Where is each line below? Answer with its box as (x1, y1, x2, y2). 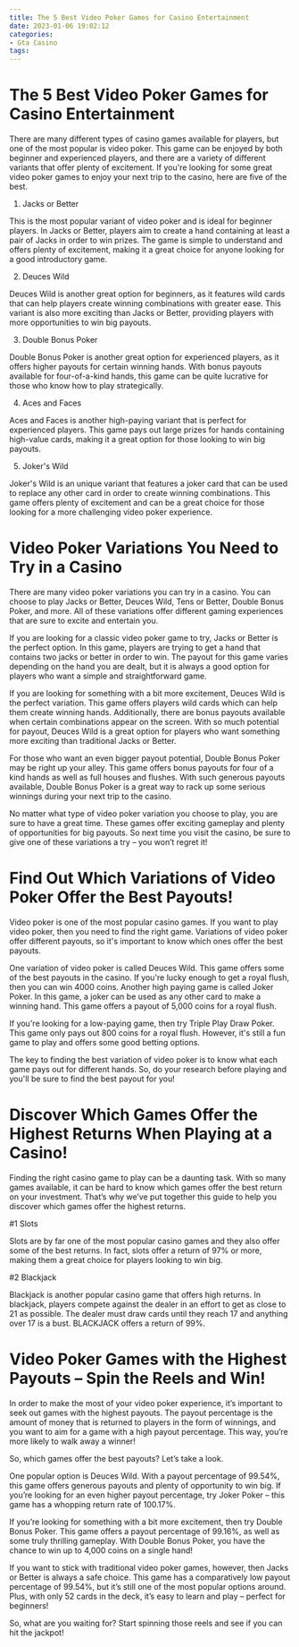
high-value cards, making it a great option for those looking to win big (9, 434, 266, 445)
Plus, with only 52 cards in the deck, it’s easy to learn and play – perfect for (9, 1591, 286, 1601)
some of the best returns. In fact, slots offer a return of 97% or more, (9, 1245, 262, 1256)
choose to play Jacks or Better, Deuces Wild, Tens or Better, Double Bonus (9, 596, 284, 607)
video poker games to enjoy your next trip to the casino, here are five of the (9, 172, 287, 183)
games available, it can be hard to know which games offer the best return (9, 1182, 283, 1192)
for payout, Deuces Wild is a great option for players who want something (9, 726, 280, 737)
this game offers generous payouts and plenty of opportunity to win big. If (9, 1480, 281, 1490)
